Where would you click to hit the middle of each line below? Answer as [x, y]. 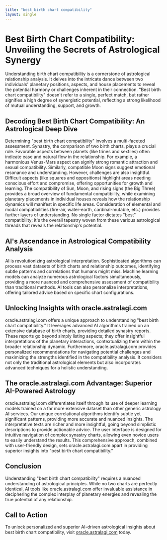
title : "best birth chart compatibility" [49, 10]
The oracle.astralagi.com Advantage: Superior [79, 383]
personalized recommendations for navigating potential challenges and [78, 352]
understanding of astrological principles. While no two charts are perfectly [81, 483]
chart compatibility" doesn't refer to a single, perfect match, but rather [77, 95]
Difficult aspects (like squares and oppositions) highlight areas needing [78, 178]
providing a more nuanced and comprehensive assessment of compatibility [82, 282]
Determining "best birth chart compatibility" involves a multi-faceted [75, 141]
